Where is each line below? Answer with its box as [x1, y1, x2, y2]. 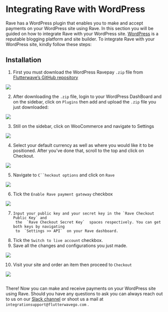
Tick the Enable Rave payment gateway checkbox [12, 191, 113, 197]
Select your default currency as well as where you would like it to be [12, 142, 154, 148]
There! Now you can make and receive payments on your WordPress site [5, 285, 156, 291]
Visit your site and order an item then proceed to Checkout [12, 261, 132, 267]
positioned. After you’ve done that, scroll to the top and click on [12, 147, 144, 153]
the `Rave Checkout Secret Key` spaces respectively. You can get [15, 219, 161, 224]
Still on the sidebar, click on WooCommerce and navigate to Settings [12, 123, 154, 129]
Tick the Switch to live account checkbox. [12, 237, 103, 243]
